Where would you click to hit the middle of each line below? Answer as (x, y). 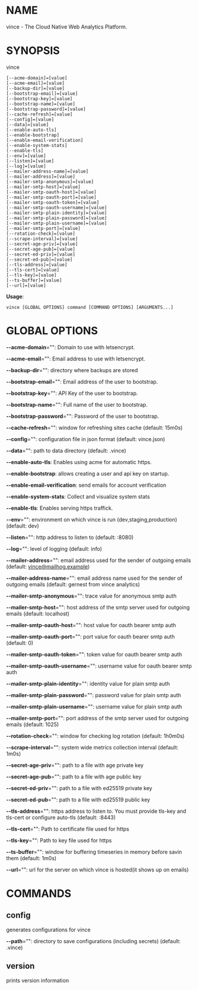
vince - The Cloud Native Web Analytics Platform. (67, 27)
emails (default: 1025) (33, 724)
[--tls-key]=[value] (32, 275)
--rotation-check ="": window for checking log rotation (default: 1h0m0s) (95, 736)
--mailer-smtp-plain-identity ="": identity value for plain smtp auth (88, 684)
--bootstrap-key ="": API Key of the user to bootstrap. (72, 393)
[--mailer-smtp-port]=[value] (44, 228)
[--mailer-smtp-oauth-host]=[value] (51, 192)
